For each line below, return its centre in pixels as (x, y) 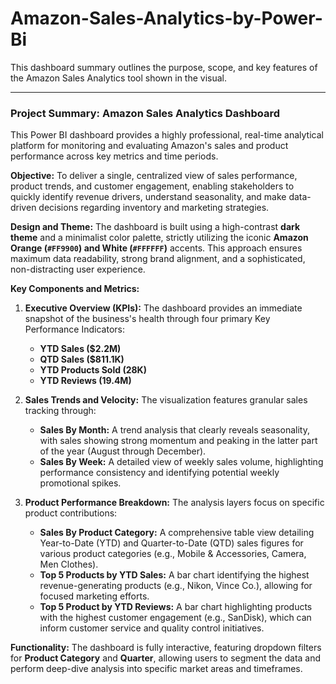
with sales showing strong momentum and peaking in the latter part (178, 441)
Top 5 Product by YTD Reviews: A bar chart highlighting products (176, 607)
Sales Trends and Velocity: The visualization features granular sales (166, 400)
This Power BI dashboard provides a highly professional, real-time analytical (167, 135)
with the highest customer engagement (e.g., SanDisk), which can (175, 618)
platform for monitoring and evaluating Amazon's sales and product (149, 146)
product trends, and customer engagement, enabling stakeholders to (152, 186)
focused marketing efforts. (94, 596)
